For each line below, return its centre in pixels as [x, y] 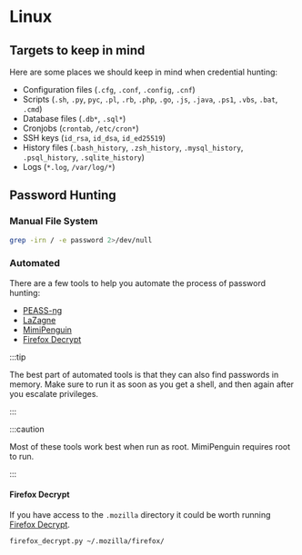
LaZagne [39, 320]
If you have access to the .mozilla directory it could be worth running [140, 515]
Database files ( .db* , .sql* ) [74, 119]
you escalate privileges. [54, 393]
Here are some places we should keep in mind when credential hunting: [144, 72]
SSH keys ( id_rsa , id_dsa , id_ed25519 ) [94, 138]
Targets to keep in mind [77, 50]
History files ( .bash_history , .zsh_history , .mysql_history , [133, 148]
